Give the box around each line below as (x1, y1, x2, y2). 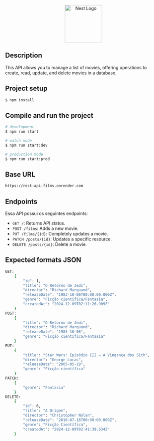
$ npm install (5, 97, 35, 102)
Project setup (5, 84, 48, 93)
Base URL (5, 170, 36, 179)
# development (5, 125, 35, 130)
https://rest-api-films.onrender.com (5, 184, 83, 189)
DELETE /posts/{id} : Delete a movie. (12, 241, 87, 247)
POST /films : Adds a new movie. (12, 225, 78, 231)
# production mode (5, 152, 43, 157)
